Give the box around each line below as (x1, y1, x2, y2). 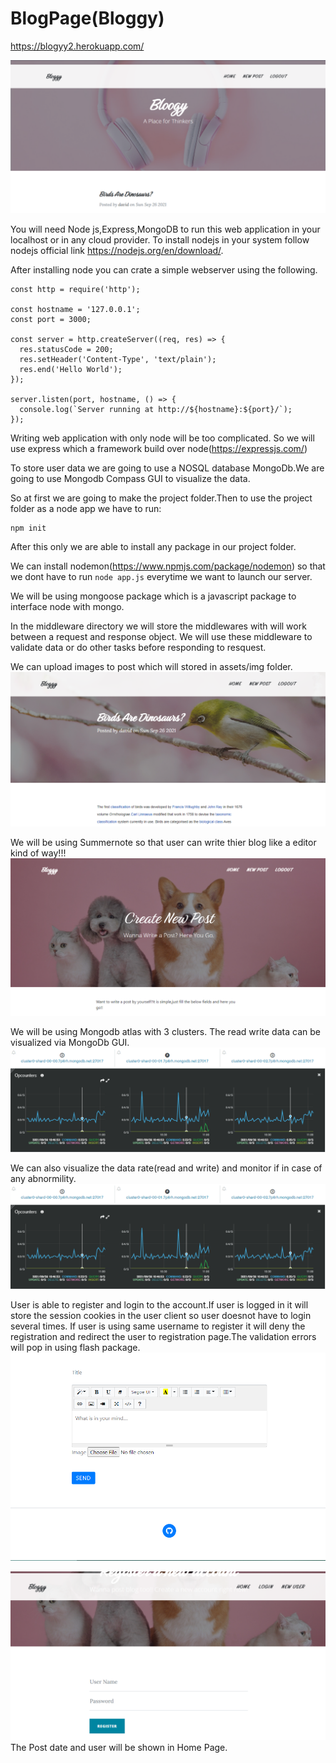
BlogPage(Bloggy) (10, 7, 165, 30)
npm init (10, 523, 47, 534)
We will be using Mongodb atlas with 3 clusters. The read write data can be (10, 1026, 321, 1038)
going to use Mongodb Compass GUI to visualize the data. (10, 473, 251, 485)
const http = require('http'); (10, 285, 141, 295)
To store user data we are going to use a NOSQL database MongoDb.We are (10, 462, 325, 474)
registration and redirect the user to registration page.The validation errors (10, 1330, 317, 1342)
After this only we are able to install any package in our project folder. (10, 541, 297, 553)
